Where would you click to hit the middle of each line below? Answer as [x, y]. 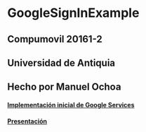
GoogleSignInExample [73, 13]
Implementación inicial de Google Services [71, 104]
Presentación [27, 121]
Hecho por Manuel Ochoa [64, 87]
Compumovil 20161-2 [55, 39]
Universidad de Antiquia [61, 62]
